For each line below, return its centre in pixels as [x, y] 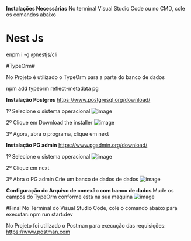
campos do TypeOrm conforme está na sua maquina [70, 197]
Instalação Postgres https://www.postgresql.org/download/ [78, 99]
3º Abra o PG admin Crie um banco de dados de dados [72, 179]
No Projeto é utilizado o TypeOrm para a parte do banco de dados [86, 77]
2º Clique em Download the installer [49, 122]
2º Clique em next [28, 168]
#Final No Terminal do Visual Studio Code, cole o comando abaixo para [92, 208]
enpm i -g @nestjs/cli [32, 54]
